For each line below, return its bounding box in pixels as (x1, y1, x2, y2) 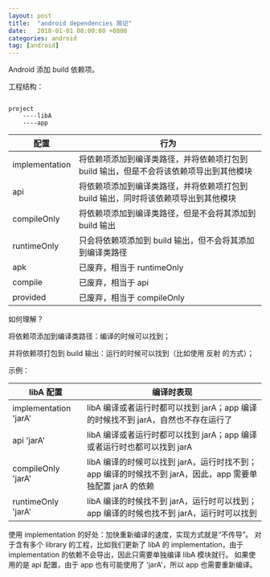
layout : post (8, 11, 52, 20)
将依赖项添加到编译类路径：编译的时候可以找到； (8, 331, 170, 342)
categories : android (8, 34, 78, 43)
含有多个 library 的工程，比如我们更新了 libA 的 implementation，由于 (14, 540, 243, 550)
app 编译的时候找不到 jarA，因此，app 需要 (87, 469, 250, 480)
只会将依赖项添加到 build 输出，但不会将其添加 (79, 235, 255, 246)
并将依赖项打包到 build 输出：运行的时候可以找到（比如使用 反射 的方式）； (8, 349, 255, 358)
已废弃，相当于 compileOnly (79, 293, 185, 304)
